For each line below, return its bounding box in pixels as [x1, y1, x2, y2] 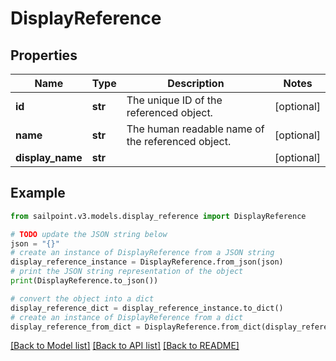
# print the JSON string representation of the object [10, 267, 244, 277]
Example [10, 185, 66, 202]
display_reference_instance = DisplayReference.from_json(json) [10, 257, 284, 267]
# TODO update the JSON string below [10, 229, 168, 239]
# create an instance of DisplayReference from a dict [10, 312, 244, 322]
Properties [10, 47, 78, 64]
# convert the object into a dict [10, 293, 155, 304]
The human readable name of [126, 122, 265, 136]
